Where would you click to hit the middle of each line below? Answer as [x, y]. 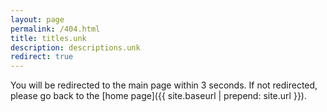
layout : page [37, 19]
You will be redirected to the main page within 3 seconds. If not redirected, [164, 85]
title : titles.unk [48, 38]
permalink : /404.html [55, 29]
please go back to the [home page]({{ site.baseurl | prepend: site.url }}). [158, 96]
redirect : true [42, 57]
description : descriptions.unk [75, 47]
